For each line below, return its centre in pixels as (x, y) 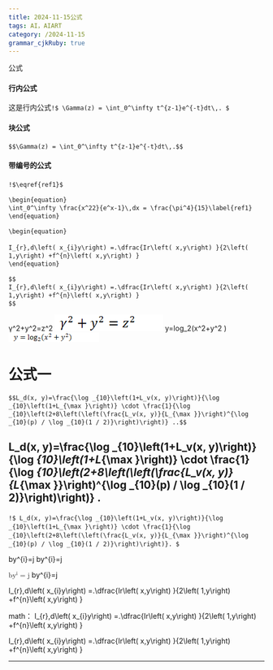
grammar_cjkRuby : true (47, 43)
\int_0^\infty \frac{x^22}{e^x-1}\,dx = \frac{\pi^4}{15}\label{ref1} (130, 208)
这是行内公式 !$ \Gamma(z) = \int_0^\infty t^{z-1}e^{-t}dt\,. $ (119, 108)
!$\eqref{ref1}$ (36, 184)
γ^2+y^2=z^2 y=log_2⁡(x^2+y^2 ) (118, 328)
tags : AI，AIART (35, 26)
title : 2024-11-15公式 (45, 17)
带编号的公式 (30, 166)
